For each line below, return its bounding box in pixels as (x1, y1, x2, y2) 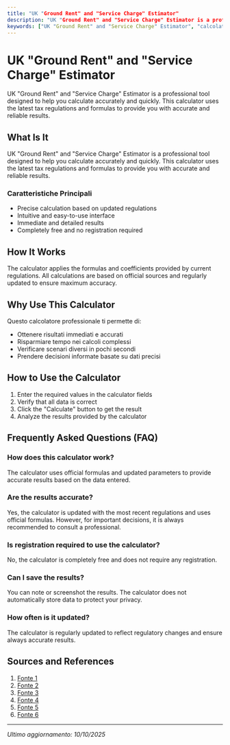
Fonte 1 (16, 674, 38, 682)
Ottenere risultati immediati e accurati (16, 330, 123, 339)
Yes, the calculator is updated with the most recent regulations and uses (7, 508, 211, 516)
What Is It (7, 131, 49, 143)
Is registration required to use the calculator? (7, 540, 160, 549)
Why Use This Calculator (7, 299, 115, 310)
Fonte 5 (16, 703, 39, 711)
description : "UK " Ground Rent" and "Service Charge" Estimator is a (7, 16, 210, 23)
